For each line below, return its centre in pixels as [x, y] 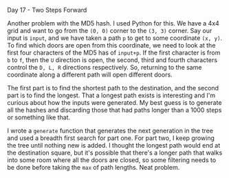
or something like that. [39, 117]
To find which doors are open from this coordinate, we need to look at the [111, 45]
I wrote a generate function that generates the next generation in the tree [110, 131]
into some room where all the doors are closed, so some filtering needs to [112, 160]
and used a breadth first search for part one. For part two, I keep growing [111, 138]
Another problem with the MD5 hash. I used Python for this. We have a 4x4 [113, 23]
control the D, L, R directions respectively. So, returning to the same [105, 67]
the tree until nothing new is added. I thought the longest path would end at [114, 145]
